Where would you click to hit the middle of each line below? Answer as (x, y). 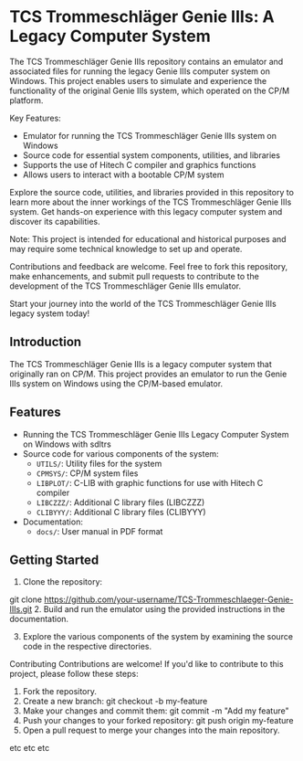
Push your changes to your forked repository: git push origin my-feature (158, 721)
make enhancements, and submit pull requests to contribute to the (135, 276)
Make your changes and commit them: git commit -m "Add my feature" (156, 711)
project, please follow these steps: (74, 674)
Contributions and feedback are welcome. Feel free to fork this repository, (149, 266)
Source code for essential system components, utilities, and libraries (151, 155)
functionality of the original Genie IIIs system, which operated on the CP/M (150, 90)
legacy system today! (49, 313)
